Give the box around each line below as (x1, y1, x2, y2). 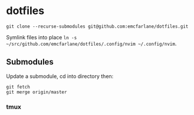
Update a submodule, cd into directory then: (6, 72, 114, 80)
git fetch (6, 84, 31, 90)
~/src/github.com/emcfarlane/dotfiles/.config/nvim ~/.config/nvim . (6, 40, 177, 47)
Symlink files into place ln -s (6, 33, 77, 40)
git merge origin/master (6, 89, 67, 95)
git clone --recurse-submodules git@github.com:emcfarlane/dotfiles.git (6, 23, 189, 29)
